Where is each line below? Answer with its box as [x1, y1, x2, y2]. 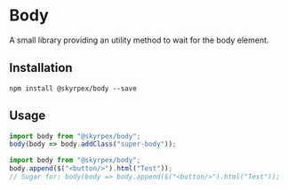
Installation [9, 60, 73, 75]
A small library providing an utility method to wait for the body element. [9, 35, 269, 45]
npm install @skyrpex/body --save [9, 83, 138, 93]
